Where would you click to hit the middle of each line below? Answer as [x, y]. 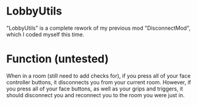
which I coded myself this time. [45, 34]
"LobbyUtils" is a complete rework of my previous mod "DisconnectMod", [98, 28]
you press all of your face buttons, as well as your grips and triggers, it [95, 89]
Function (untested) [58, 59]
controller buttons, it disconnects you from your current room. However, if [99, 82]
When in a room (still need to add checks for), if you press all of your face [98, 76]
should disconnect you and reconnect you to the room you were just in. [95, 95]
